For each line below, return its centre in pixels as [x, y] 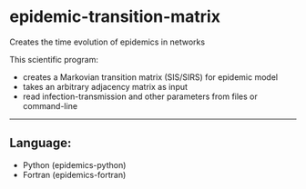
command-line [50, 105]
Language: [41, 143]
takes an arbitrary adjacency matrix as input [105, 86]
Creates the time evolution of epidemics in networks [107, 42]
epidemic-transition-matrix [115, 17]
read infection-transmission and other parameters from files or [140, 96]
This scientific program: [54, 59]
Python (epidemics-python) [74, 164]
